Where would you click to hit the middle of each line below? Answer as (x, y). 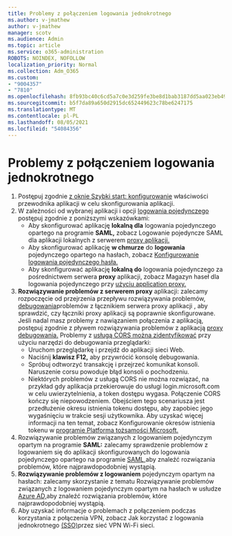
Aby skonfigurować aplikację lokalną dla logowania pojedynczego (122, 226)
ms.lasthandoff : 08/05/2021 (48, 122)
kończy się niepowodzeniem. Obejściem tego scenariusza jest (116, 401)
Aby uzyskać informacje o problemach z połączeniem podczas (107, 511)
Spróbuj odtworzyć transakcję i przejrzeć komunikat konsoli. (114, 365)
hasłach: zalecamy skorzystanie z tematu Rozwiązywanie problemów (116, 482)
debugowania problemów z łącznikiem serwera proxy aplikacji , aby (113, 306)
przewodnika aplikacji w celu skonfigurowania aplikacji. (96, 204)
